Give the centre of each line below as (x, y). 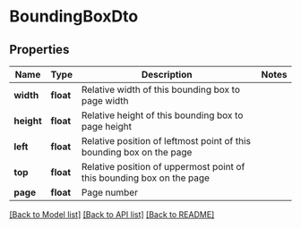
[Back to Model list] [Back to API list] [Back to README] (112, 215)
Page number (110, 192)
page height (107, 127)
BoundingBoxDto (74, 17)
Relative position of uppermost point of (163, 167)
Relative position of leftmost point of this (166, 141)
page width (105, 101)
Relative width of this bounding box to (160, 89)
